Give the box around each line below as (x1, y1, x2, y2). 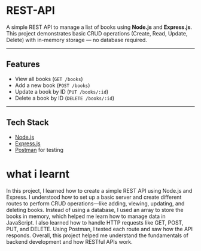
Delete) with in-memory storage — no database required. (6, 36, 148, 43)
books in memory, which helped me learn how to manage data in (6, 213, 166, 220)
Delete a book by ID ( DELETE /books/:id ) (14, 94, 115, 101)
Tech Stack (6, 118, 49, 128)
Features (6, 59, 40, 70)
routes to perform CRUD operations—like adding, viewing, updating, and (6, 199, 185, 207)
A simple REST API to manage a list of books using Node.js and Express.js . (6, 23, 193, 31)
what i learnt (6, 167, 70, 181)
